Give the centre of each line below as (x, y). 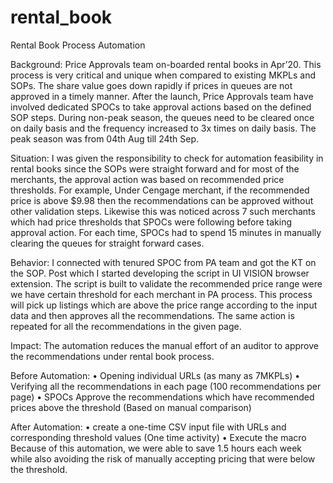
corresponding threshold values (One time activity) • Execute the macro (158, 437)
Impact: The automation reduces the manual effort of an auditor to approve (164, 345)
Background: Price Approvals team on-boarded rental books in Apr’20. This (166, 64)
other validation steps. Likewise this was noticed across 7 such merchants (163, 211)
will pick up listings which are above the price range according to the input (164, 305)
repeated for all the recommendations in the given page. (126, 326)
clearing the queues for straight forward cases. (107, 243)
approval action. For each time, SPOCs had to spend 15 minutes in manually (166, 232)
